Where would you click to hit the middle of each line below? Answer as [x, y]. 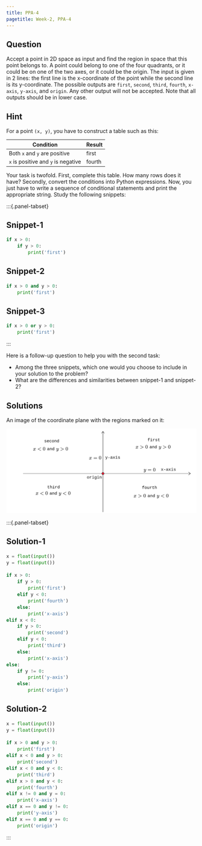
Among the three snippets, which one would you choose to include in [101, 367]
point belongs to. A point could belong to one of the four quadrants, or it [96, 65]
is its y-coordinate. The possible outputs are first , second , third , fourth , [97, 85]
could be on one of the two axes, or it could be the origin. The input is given [100, 72]
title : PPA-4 [23, 13]
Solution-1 [26, 542]
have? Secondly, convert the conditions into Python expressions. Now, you [99, 181]
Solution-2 [27, 709]
